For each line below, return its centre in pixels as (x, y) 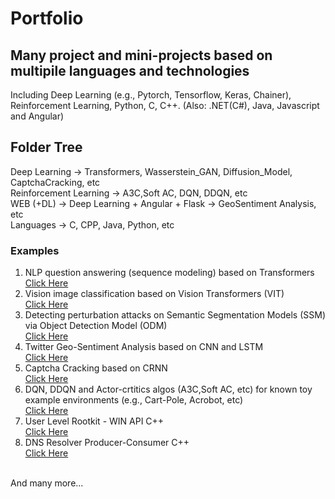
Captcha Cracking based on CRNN (96, 368)
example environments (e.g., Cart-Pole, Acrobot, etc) (134, 400)
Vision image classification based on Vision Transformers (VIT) (154, 294)
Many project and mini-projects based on (141, 55)
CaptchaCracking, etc (55, 182)
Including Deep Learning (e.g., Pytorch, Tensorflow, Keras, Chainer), (151, 95)
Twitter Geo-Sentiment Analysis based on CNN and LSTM (144, 347)
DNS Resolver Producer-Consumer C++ (107, 443)
